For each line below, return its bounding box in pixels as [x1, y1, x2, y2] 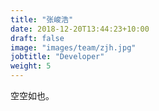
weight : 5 [10, 61, 52, 71]
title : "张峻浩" [10, 14, 74, 25]
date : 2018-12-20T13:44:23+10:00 [10, 24, 150, 34]
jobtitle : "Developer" [10, 52, 105, 62]
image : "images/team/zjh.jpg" [10, 42, 137, 53]
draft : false [10, 33, 65, 43]
